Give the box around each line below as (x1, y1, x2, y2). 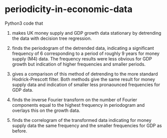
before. (12, 127, 27, 134)
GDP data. (12, 87, 34, 93)
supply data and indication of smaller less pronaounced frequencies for (12, 82, 160, 88)
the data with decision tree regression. (12, 35, 92, 41)
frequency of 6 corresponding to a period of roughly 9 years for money (12, 50, 159, 56)
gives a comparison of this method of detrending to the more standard (12, 71, 158, 77)
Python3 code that (5, 20, 43, 26)
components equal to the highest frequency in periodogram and (12, 102, 145, 108)
